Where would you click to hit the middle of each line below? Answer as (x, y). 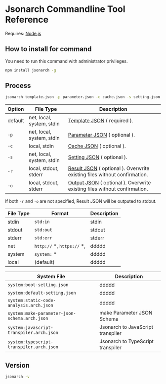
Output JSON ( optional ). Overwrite (109, 183)
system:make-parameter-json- (42, 313)
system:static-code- (32, 301)
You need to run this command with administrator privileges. (66, 61)
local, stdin (41, 146)
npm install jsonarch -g (31, 70)
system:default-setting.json (42, 293)
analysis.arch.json (30, 306)
